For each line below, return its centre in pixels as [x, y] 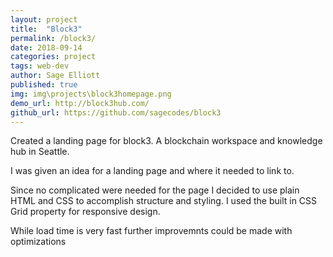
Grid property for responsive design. [85, 212]
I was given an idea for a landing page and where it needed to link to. [152, 171]
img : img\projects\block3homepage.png [91, 94]
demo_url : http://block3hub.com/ [80, 103]
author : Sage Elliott [55, 76]
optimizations [38, 242]
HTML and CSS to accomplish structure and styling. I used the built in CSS [164, 201]
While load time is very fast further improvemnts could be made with [151, 231]
